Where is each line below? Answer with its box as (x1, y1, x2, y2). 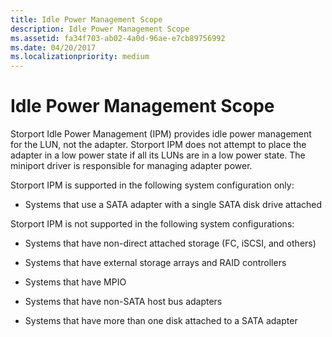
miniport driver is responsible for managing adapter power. (10, 160, 253, 172)
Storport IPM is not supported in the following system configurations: (10, 218, 295, 230)
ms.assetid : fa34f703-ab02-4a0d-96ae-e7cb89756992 (10, 33, 226, 43)
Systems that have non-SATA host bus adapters (24, 296, 223, 308)
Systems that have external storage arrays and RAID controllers (24, 257, 287, 269)
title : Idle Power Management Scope (10, 14, 163, 25)
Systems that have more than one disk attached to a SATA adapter (24, 315, 298, 327)
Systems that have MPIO (24, 276, 127, 288)
